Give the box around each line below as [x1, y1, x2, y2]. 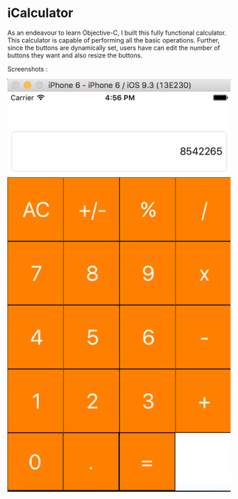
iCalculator [7, 5, 74, 21]
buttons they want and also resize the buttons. [7, 51, 143, 60]
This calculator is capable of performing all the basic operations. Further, [7, 35, 220, 44]
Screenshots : [7, 65, 48, 73]
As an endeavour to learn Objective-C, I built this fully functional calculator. [7, 28, 227, 37]
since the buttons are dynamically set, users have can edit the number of [7, 43, 221, 52]
